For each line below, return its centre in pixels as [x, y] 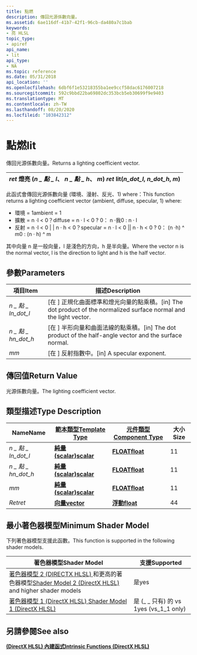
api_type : [18, 60]
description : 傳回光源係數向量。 [43, 17]
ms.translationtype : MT [35, 98]
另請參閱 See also [38, 631]
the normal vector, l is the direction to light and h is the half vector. [86, 253]
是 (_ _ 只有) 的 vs [157, 601]
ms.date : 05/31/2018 [31, 77]
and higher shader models [45, 591]
